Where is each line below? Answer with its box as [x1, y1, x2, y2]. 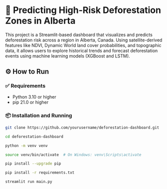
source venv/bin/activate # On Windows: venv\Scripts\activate [5, 152, 142, 157]
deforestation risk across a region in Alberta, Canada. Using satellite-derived [5, 37, 163, 43]
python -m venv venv [5, 143, 48, 148]
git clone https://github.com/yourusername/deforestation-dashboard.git [5, 125, 160, 130]
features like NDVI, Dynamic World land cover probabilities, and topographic [5, 42, 162, 48]
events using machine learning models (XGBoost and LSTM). [5, 52, 131, 59]
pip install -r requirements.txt [5, 170, 75, 175]
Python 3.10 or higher [12, 93, 56, 99]
